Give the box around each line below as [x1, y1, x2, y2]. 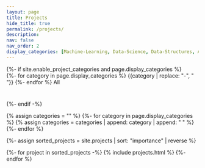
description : [6, 32, 40, 38]
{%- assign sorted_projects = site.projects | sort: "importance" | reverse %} [6, 137, 196, 144]
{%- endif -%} [6, 100, 43, 108]
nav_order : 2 [6, 43, 40, 49]
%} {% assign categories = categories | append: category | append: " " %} [6, 119, 194, 126]
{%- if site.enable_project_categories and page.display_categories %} [6, 65, 182, 73]
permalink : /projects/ [6, 26, 64, 32]
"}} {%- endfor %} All [6, 78, 60, 86]
